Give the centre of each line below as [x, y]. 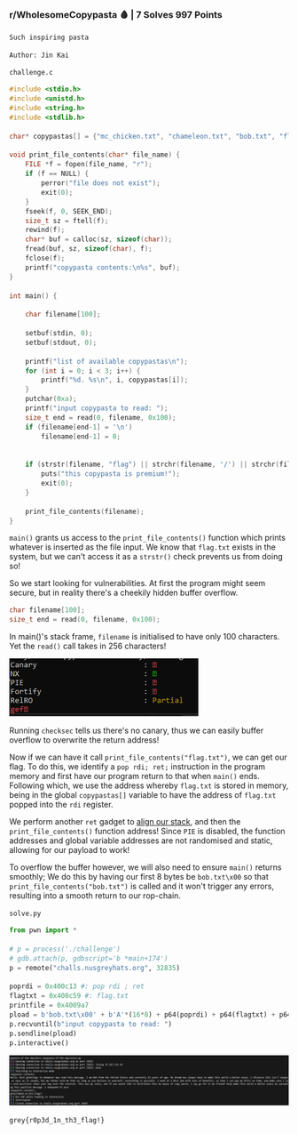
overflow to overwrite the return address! [84, 740]
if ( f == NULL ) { [57, 174]
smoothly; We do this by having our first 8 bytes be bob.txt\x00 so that [139, 877]
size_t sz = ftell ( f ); [67, 221]
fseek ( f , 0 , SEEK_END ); [69, 211]
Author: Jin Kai [39, 56]
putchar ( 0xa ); [51, 399]
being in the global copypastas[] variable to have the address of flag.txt [143, 795]
